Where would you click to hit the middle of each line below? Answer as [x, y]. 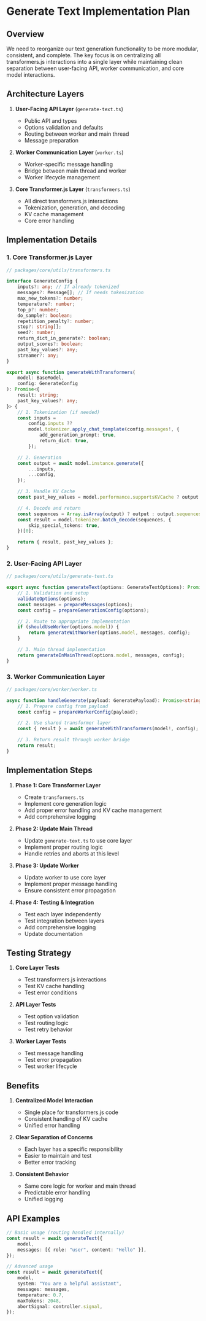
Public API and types [51, 120]
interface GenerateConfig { [42, 281]
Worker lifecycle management [62, 177]
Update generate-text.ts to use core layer [78, 840]
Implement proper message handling [71, 884]
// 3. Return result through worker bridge [74, 740]
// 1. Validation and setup [53, 593]
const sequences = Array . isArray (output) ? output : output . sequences [109, 514]
